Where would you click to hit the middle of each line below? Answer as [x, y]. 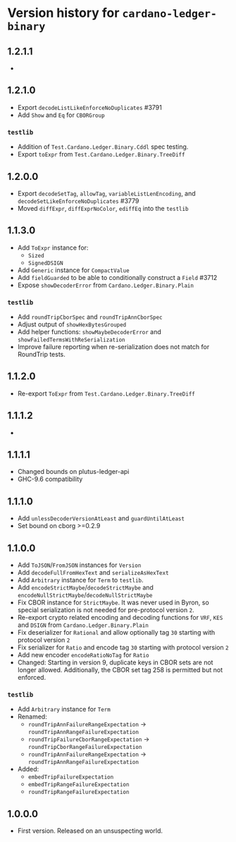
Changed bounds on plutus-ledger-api [73, 472]
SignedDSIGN [45, 263]
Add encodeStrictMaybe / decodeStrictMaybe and [85, 587]
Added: [28, 769]
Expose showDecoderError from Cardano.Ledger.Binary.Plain [105, 285]
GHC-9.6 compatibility [50, 479]
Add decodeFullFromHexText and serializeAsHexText [93, 573]
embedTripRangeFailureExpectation [79, 785]
